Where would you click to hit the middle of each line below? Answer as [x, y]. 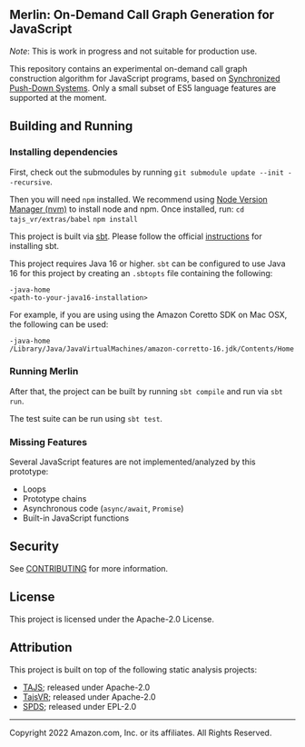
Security [34, 547]
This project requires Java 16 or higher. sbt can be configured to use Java [148, 264]
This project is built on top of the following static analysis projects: [133, 669]
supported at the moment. [58, 97]
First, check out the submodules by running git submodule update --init [147, 172]
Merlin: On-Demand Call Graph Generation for [142, 15]
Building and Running [71, 126]
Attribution [41, 647]
